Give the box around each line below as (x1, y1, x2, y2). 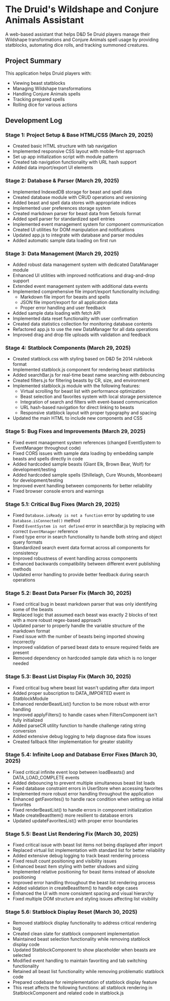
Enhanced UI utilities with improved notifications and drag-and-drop (12, 273, 155, 279)
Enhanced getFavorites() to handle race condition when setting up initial (12, 796, 163, 802)
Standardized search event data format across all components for (12, 544, 150, 550)
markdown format (12, 628, 50, 634)
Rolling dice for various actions (12, 102, 78, 108)
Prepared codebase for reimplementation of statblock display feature (12, 979, 157, 985)
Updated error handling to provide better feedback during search (12, 571, 149, 577)
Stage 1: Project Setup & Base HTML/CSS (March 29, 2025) (5, 131, 153, 139)
